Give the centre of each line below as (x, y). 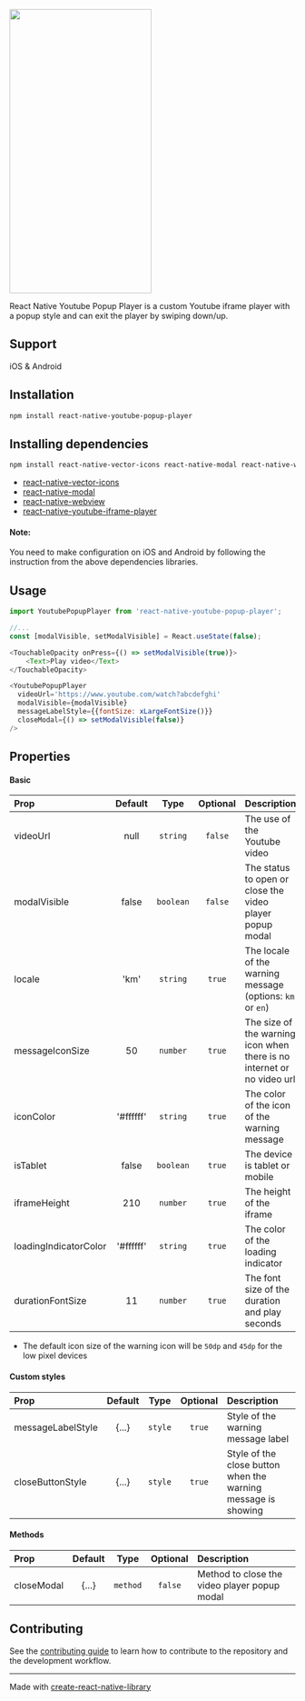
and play (263, 1312)
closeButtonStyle (50, 1482)
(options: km (270, 996)
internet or (267, 1068)
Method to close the (240, 1574)
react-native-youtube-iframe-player (89, 511)
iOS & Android (35, 366)
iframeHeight (42, 1203)
